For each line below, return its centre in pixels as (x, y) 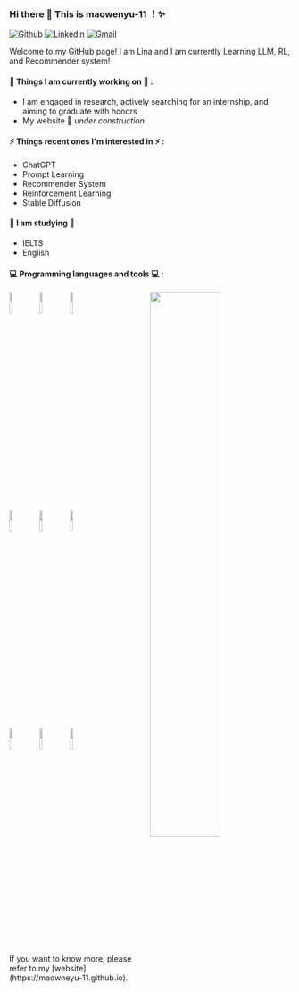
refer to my (30, 969)
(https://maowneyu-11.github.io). (69, 978)
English (36, 252)
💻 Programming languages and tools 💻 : (87, 274)
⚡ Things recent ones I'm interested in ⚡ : (87, 141)
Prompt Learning (53, 174)
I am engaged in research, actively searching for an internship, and (145, 101)
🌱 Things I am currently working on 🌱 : (81, 81)
